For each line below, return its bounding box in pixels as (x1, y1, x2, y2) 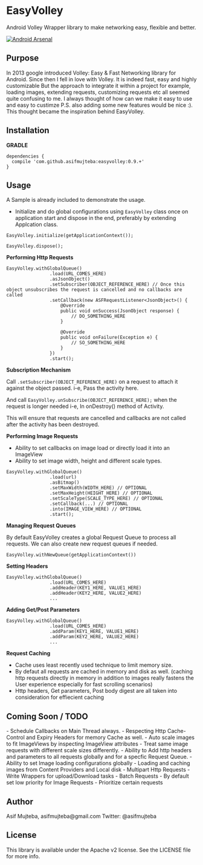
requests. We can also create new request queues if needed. (6, 540, 158, 547)
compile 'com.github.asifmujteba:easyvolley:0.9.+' (11, 158, 145, 164)
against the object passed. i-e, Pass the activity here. (6, 384, 139, 392)
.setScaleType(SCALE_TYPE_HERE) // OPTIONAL (49, 495, 164, 502)
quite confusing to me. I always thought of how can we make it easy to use (6, 95, 193, 102)
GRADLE (6, 141, 28, 149)
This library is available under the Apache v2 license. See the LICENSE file (6, 846, 192, 853)
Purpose (6, 53, 39, 64)
